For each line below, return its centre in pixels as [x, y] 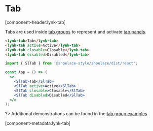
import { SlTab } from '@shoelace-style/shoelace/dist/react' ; [72, 64]
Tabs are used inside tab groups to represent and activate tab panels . [76, 32]
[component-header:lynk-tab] [35, 22]
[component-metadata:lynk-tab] [38, 123]
